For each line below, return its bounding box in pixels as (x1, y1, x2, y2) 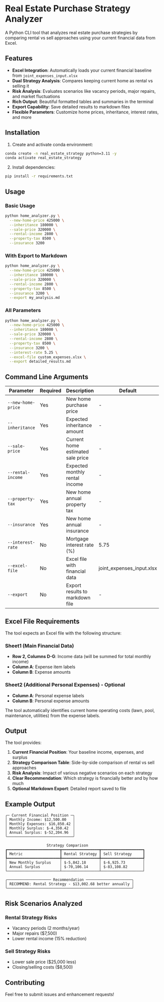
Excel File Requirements (5, 617, 80, 626)
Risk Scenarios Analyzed (5, 899, 83, 908)
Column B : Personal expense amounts (12, 698, 89, 704)
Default (119, 387, 137, 394)
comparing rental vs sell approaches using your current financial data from (5, 35, 156, 41)
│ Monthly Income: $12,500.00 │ (5, 817, 76, 822)
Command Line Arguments (5, 372, 89, 381)
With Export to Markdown (5, 252, 67, 259)
